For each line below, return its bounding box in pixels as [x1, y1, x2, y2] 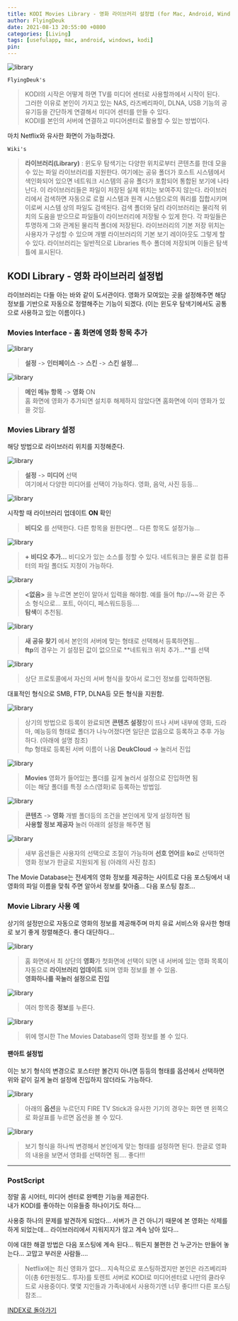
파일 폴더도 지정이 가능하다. [38, 562, 114, 570]
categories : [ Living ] [7, 30, 72, 38]
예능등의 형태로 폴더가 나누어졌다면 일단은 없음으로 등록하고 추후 [34, 728, 212, 736]
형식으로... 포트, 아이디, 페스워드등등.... [32, 599, 140, 608]
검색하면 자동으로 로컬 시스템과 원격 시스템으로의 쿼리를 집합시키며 [43, 194, 228, 203]
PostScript [7, 1175, 45, 1185]
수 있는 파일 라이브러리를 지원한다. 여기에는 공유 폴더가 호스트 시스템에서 [24, 168, 225, 176]
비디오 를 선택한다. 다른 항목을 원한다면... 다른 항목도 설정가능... [24, 524, 200, 533]
